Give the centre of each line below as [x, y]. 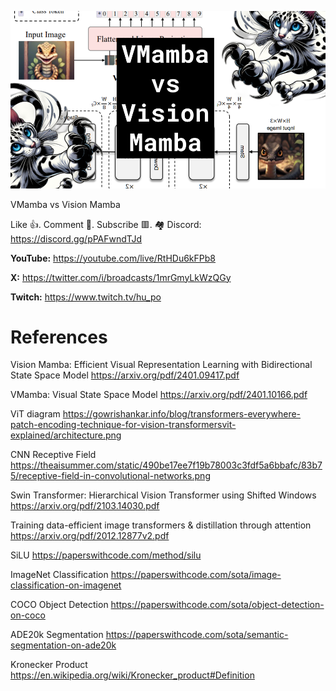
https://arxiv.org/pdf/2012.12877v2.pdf [90, 536]
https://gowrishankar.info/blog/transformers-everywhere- [182, 414]
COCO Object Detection [59, 605]
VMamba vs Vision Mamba [65, 204]
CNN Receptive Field [53, 455]
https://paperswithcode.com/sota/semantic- [197, 635]
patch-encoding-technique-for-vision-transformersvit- [123, 425]
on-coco [28, 615]
